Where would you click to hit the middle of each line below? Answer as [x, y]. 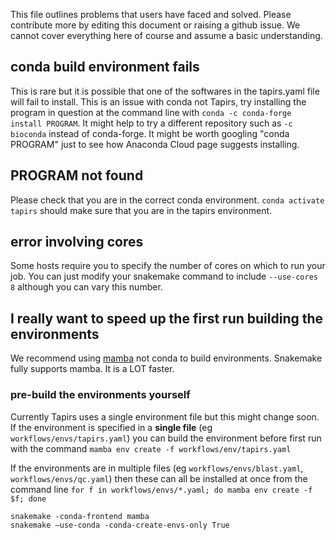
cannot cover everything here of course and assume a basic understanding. [166, 35]
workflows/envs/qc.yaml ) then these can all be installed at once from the [159, 478]
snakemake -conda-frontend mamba [80, 516]
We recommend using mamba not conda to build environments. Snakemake [166, 358]
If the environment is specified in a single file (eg [111, 427]
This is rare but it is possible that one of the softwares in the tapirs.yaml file [165, 91]
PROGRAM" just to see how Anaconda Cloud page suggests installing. [155, 144]
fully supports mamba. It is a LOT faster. [92, 369]
